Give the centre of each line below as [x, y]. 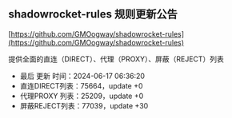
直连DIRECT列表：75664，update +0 [81, 85]
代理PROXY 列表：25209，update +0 [82, 96]
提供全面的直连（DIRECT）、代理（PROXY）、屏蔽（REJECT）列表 [116, 59]
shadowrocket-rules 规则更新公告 [93, 14]
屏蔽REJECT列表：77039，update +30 [84, 105]
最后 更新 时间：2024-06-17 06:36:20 [82, 76]
